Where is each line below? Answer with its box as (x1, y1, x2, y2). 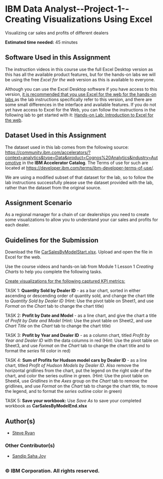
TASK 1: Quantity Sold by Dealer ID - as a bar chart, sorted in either (5, 288, 141, 294)
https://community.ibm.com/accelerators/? (5, 149, 91, 155)
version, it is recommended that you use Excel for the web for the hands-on (5, 91, 157, 97)
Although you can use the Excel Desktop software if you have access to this (5, 86, 157, 92)
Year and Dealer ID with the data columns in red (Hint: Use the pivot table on (5, 337, 159, 344)
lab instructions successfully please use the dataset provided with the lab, (5, 179, 154, 185)
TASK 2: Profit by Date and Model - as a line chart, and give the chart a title (5, 313, 157, 318)
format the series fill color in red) (5, 348, 71, 354)
